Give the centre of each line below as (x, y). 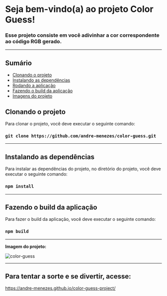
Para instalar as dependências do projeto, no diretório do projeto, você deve (83, 169)
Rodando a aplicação (34, 86)
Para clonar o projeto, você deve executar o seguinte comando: (70, 124)
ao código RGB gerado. (34, 42)
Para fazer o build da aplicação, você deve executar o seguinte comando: (81, 219)
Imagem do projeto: (26, 246)
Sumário (19, 63)
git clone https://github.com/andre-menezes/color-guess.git (81, 136)
